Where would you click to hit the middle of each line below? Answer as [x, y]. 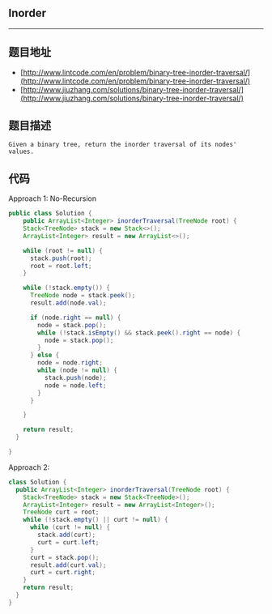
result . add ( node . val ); [68, 303]
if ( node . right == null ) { [75, 318]
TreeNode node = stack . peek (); [83, 296]
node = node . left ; [75, 385]
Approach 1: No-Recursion [53, 198]
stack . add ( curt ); [66, 535]
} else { [45, 356]
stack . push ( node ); [75, 377]
